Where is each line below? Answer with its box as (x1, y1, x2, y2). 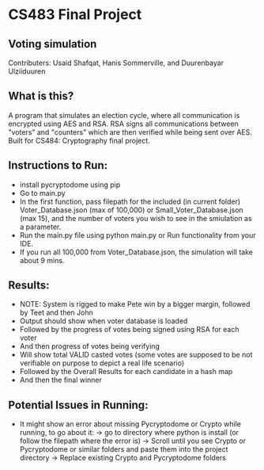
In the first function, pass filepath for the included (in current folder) (19, 197, 241, 206)
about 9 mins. (19, 255, 65, 265)
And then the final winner (19, 375, 103, 385)
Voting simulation (8, 37, 97, 51)
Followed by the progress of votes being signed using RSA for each (19, 325, 239, 334)
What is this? (8, 90, 74, 103)
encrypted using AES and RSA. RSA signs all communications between (8, 119, 239, 128)
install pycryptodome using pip (19, 180, 121, 189)
